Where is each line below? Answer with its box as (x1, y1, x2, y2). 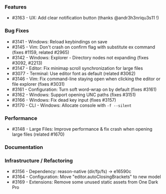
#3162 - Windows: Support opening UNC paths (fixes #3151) (11, 91, 136, 98)
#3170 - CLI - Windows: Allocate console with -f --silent (11, 102, 132, 108)
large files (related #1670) (11, 131, 65, 137)
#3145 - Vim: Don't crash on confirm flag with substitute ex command (11, 44, 156, 50)
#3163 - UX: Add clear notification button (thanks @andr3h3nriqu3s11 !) (11, 15, 159, 21)
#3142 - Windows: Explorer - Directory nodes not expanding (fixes (11, 54, 149, 60)
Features (4, 3, 27, 10)
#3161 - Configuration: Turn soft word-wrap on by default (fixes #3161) (11, 86, 157, 92)
